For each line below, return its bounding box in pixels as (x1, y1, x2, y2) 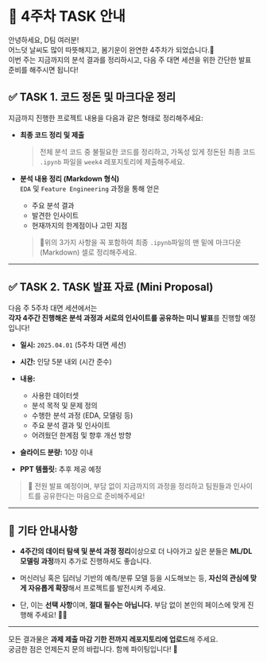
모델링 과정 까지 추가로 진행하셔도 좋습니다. (19, 556, 152, 566)
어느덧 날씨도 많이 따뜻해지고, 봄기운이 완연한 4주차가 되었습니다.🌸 (8, 45, 215, 54)
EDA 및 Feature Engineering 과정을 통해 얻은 (19, 184, 161, 193)
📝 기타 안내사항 (8, 524, 78, 537)
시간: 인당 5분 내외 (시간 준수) (19, 356, 113, 366)
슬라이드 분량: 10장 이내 (19, 447, 94, 457)
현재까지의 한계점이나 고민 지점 (31, 220, 128, 230)
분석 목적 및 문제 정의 (31, 400, 98, 410)
